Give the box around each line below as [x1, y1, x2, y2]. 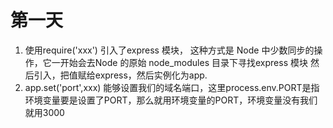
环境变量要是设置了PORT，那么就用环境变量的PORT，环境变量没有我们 [24, 94, 318, 106]
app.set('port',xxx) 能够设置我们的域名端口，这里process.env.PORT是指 [24, 81, 320, 93]
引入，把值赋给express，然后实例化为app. [33, 69, 208, 81]
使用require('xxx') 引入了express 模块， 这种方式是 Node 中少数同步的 [24, 44, 315, 56]
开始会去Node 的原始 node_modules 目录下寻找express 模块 [59, 56, 308, 68]
